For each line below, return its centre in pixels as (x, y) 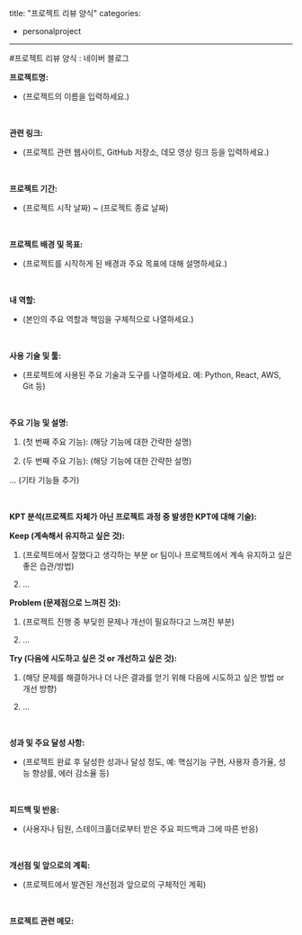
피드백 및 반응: (35, 809)
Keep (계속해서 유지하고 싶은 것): (67, 535)
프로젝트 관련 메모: (42, 921)
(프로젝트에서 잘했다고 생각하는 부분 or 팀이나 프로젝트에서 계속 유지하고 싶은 (157, 555)
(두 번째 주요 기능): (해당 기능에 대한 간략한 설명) (107, 461)
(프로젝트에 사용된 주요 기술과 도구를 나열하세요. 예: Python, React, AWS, (151, 375)
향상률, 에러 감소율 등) (71, 773)
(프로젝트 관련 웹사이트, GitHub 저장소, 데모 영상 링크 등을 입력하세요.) (146, 152)
